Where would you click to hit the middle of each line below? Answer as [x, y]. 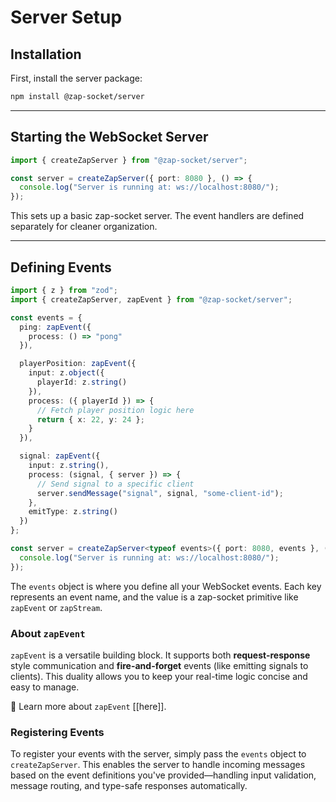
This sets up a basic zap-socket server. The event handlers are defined [157, 216]
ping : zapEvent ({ [55, 327]
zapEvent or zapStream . [56, 607]
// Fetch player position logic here [115, 410]
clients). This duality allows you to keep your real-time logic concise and [159, 676]
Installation [46, 54]
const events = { [46, 317]
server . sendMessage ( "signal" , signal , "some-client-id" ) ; [160, 493]
